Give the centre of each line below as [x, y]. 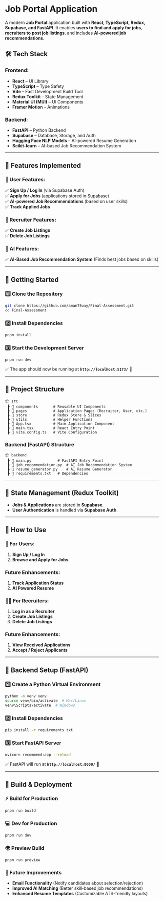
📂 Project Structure [35, 389]
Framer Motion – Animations [41, 107]
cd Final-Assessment [26, 310]
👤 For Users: [20, 544]
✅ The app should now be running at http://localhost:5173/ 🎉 [69, 369]
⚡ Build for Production [31, 799]
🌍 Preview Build [25, 848]
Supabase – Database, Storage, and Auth [54, 135]
